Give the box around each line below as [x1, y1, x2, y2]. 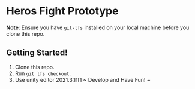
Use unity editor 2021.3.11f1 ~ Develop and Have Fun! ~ [14, 76, 151, 83]
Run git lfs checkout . [14, 70, 71, 77]
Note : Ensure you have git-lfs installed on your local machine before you [6, 24, 190, 31]
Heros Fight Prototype [6, 4, 119, 18]
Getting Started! [6, 48, 68, 58]
